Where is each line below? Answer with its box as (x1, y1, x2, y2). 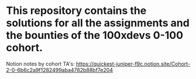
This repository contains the (6, 4, 147, 17)
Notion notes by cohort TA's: (6, 60, 75, 67)
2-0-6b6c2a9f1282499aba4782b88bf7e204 (6, 66, 113, 73)
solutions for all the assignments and (6, 16, 190, 30)
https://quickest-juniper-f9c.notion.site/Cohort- (75, 60, 191, 67)
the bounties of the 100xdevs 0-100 (6, 29, 183, 42)
